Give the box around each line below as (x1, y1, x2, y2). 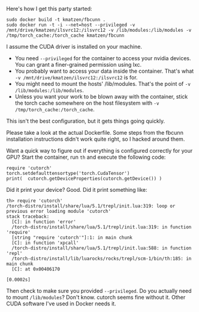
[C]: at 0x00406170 (11, 266, 61, 272)
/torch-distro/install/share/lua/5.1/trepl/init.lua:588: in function (11, 245, 192, 251)
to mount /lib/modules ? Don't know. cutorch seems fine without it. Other (6, 294, 186, 301)
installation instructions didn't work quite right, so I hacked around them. (6, 135, 185, 142)
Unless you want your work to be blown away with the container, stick (14, 93, 188, 100)
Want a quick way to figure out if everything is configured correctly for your (6, 147, 193, 154)
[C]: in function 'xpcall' (11, 240, 79, 246)
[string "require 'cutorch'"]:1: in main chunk (11, 234, 133, 240)
